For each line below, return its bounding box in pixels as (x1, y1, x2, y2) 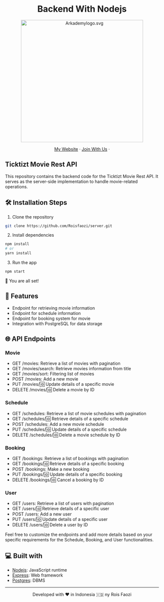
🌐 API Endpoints (5, 335, 56, 343)
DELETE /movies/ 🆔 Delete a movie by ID (12, 387, 95, 393)
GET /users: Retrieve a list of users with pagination (12, 500, 114, 507)
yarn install (5, 251, 32, 256)
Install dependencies (12, 232, 55, 238)
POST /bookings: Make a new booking (12, 466, 89, 472)
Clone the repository (12, 214, 54, 220)
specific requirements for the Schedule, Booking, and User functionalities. (5, 537, 154, 543)
